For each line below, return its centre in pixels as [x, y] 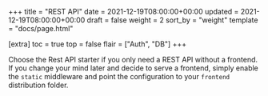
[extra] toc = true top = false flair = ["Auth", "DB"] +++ [97, 44]
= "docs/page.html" [41, 28]
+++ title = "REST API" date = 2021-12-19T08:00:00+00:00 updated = [124, 12]
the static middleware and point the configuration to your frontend [119, 76]
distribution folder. [38, 85]
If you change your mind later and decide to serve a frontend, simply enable [133, 68]
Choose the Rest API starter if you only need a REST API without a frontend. [133, 60]
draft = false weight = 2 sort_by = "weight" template [172, 20]
